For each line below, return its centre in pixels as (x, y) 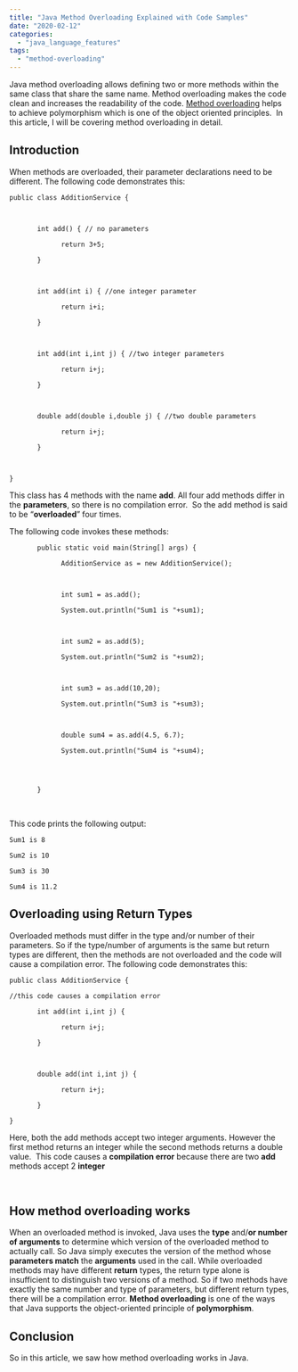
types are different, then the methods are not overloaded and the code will (145, 955)
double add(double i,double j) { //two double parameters (146, 416)
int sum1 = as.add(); (101, 594)
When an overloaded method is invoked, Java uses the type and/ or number (149, 1233)
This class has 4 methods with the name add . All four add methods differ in (147, 495)
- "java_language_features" (69, 42)
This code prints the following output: (78, 823)
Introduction (44, 150)
